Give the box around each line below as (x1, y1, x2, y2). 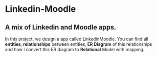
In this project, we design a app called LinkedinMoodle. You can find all (5, 36, 148, 42)
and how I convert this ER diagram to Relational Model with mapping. (5, 47, 145, 52)
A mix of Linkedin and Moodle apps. (5, 23, 116, 31)
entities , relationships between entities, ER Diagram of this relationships (5, 41, 153, 47)
